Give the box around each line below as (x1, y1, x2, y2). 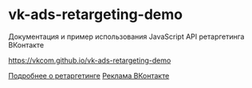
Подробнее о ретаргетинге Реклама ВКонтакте (8, 71, 170, 80)
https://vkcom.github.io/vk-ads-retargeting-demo (8, 55, 171, 65)
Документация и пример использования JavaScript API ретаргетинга (8, 32, 245, 41)
